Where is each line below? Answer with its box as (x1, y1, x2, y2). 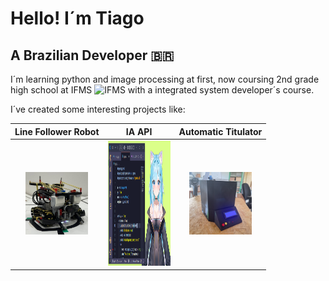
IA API (125, 125, 153, 137)
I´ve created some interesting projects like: (10, 103, 186, 115)
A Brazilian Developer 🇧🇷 (10, 47, 175, 64)
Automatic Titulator (178, 125, 263, 137)
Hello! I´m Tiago (10, 7, 145, 30)
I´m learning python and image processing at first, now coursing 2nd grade (10, 73, 320, 85)
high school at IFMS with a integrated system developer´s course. (10, 84, 315, 96)
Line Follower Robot (14, 125, 100, 137)
